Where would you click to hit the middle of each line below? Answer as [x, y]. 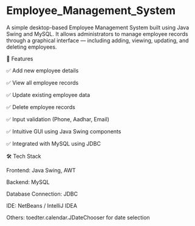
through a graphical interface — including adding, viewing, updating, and [98, 40]
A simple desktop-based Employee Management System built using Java [98, 27]
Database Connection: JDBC [42, 194]
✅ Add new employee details [43, 70]
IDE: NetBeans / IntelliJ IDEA [42, 205]
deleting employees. [32, 47]
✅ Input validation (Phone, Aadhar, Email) [58, 119]
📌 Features [20, 58]
